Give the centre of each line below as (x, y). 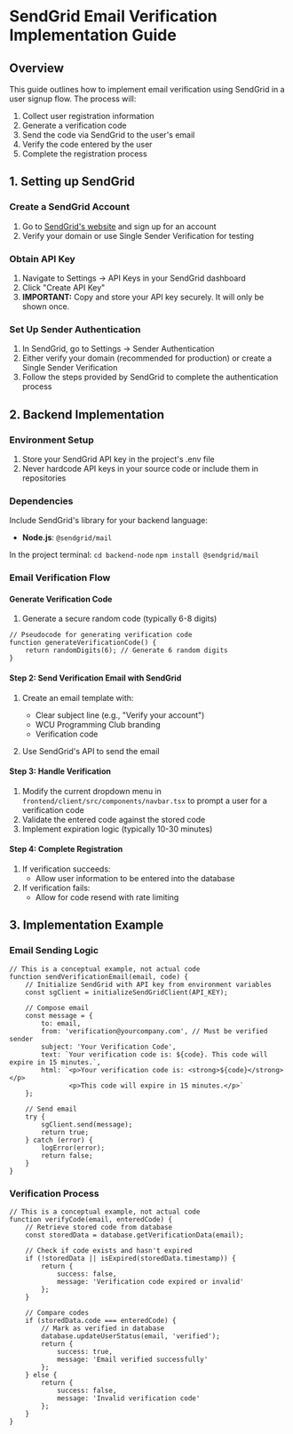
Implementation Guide (93, 35)
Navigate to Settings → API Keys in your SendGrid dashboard (134, 278)
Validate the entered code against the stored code (114, 819)
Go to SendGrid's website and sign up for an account (119, 226)
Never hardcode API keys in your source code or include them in (140, 468)
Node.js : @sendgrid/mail (67, 538)
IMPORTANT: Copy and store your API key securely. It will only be (143, 297)
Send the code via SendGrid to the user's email (108, 135)
